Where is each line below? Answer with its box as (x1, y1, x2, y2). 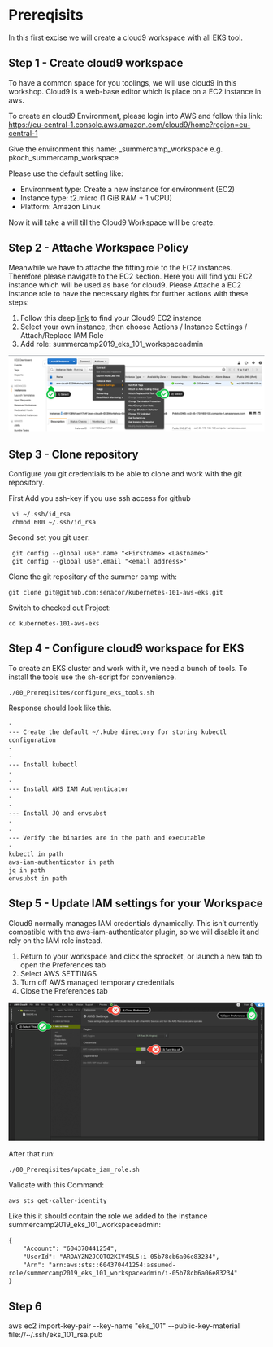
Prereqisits (8, 6, 84, 24)
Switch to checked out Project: (8, 603, 111, 612)
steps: (8, 297, 29, 307)
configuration (8, 735, 57, 744)
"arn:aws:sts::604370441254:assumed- (48, 1261, 176, 1270)
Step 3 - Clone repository (8, 447, 139, 461)
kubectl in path (8, 849, 63, 858)
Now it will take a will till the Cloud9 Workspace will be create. (8, 217, 215, 227)
